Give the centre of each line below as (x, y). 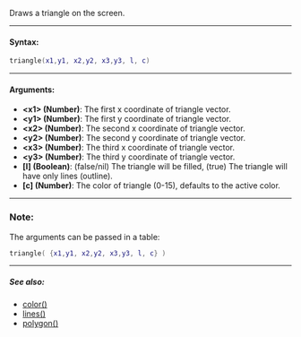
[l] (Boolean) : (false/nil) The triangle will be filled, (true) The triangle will (155, 167)
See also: (27, 282)
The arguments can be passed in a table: (85, 237)
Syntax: (24, 42)
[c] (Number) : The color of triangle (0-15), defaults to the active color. (151, 186)
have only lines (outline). (68, 176)
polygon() (40, 324)
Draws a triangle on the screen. (67, 13)
